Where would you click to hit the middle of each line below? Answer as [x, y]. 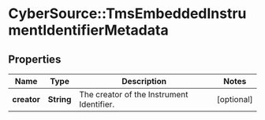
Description [144, 81]
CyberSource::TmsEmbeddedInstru [127, 14]
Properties [35, 59]
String [60, 99]
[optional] [235, 99]
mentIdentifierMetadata [88, 30]
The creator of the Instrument [133, 95]
